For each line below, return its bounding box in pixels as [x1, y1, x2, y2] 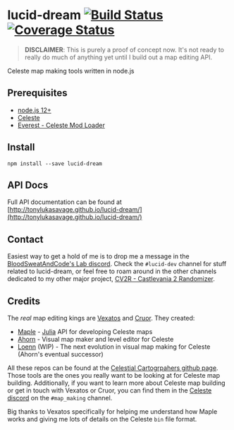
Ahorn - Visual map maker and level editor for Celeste [17, 335, 174, 343]
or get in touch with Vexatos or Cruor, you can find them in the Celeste [7, 386, 212, 395]
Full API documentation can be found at [7, 198, 122, 206]
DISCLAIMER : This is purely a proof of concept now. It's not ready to [24, 45, 224, 54]
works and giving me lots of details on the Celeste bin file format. [7, 415, 197, 423]
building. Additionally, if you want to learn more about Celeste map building [7, 378, 226, 387]
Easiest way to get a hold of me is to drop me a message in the [7, 252, 190, 261]
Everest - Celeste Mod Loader [17, 121, 106, 129]
